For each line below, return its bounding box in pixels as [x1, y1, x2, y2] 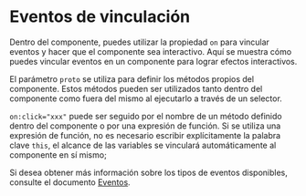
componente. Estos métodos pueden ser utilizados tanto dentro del [9, 83, 263, 94]
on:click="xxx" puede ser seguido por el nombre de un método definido [9, 110, 282, 121]
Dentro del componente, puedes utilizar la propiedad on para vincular [9, 36, 269, 47]
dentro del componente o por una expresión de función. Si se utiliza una [9, 120, 281, 131]
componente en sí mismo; [9, 149, 107, 160]
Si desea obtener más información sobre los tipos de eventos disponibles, [9, 167, 288, 178]
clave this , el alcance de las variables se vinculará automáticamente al [9, 139, 277, 150]
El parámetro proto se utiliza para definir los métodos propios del [9, 73, 254, 84]
